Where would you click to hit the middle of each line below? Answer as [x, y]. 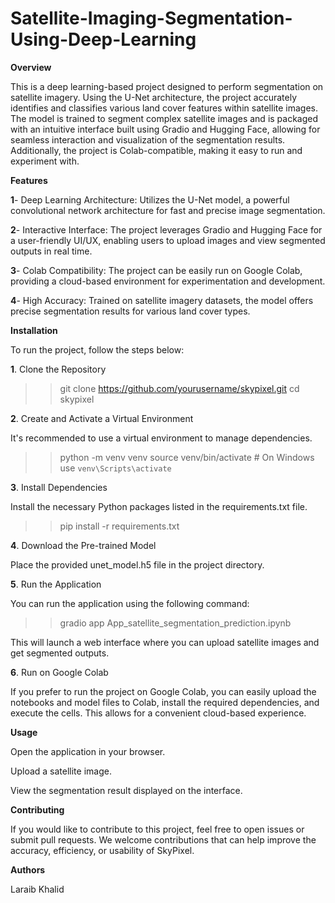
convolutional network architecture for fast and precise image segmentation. [168, 210]
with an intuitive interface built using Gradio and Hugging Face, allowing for [165, 129]
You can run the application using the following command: [130, 603]
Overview [31, 67]
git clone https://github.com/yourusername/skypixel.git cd [179, 388]
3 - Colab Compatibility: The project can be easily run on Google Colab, [156, 270]
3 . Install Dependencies [59, 487]
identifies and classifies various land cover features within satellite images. [164, 108]
